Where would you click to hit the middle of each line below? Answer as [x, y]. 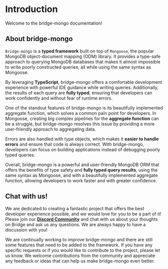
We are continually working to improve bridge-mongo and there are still [79, 239]
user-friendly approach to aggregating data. [51, 129]
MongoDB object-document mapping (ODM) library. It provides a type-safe [83, 56]
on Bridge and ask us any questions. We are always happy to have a [75, 224]
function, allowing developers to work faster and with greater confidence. [81, 180]
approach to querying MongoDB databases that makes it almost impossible [83, 62]
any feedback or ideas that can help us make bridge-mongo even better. [80, 261]
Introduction [32, 9]
